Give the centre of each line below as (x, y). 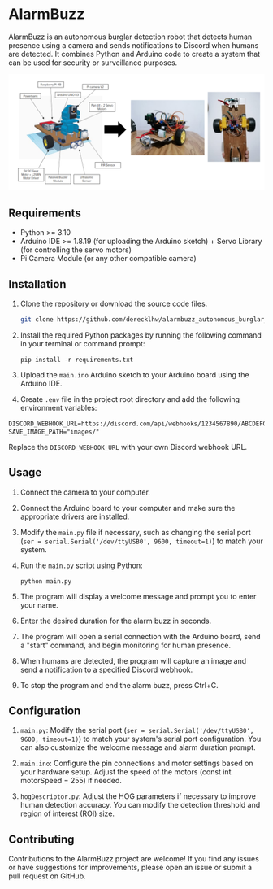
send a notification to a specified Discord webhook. (106, 669)
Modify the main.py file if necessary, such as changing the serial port (136, 532)
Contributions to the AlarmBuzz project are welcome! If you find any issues (134, 859)
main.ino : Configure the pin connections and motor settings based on (136, 763)
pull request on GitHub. (47, 876)
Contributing (41, 839)
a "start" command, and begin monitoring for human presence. (126, 645)
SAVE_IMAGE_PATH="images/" (54, 432)
